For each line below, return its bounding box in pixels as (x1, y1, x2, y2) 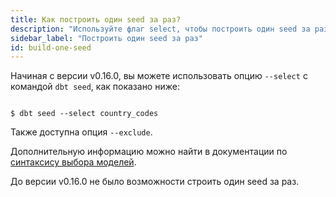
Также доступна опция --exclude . (10, 126, 153, 138)
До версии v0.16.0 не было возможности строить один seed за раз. (10, 176, 300, 188)
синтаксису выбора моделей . (10, 156, 137, 168)
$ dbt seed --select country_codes (10, 109, 159, 119)
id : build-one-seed (10, 42, 92, 53)
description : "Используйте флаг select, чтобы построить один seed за (10, 24, 311, 34)
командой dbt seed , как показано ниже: (10, 81, 180, 93)
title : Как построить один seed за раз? (10, 14, 182, 25)
